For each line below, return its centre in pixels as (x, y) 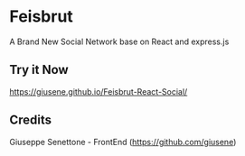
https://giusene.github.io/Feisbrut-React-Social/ (99, 91)
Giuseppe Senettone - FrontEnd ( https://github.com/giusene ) (123, 142)
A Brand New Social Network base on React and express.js (119, 41)
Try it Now (39, 70)
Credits (31, 120)
